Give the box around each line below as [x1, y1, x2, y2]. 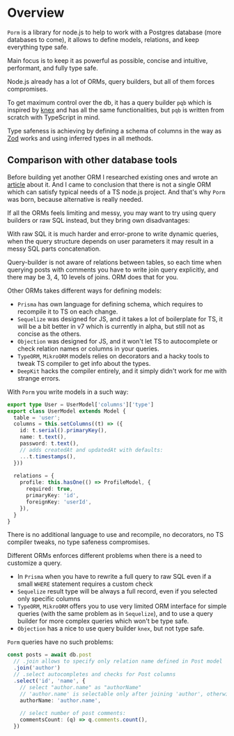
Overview [7, 5, 65, 21]
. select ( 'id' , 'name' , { [13, 677, 86, 684]
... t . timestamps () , [19, 452, 77, 460]
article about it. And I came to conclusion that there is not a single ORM [7, 180, 211, 189]
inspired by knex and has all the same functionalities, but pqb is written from [7, 105, 225, 114]
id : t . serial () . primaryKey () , [19, 427, 108, 434]
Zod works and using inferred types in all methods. [7, 134, 153, 142]
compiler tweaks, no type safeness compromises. [7, 538, 150, 546]
